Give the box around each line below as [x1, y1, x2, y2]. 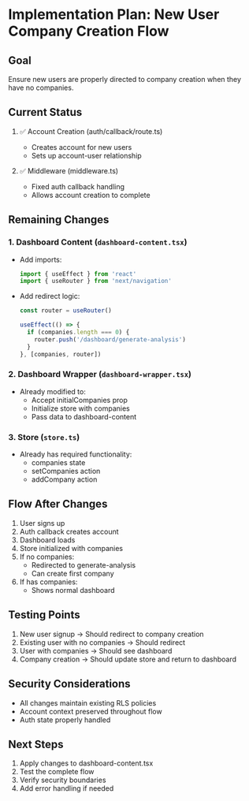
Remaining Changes [8, 213, 110, 226]
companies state [31, 458, 86, 468]
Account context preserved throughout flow [19, 706, 163, 716]
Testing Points [8, 609, 80, 622]
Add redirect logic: [19, 292, 80, 301]
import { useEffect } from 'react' [19, 270, 137, 278]
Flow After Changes [8, 497, 108, 511]
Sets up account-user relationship [31, 151, 142, 160]
